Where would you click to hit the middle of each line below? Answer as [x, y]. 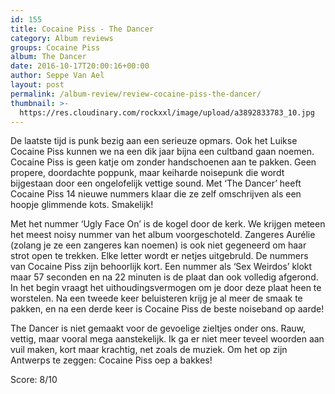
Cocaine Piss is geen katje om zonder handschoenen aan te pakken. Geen [163, 162]
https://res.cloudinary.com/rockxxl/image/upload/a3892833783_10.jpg [167, 112]
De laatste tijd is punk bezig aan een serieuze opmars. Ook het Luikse [154, 141]
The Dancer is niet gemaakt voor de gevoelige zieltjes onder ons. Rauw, [158, 328]
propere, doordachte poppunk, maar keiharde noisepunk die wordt [147, 173]
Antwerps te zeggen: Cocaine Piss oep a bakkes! [111, 360]
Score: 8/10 [34, 380]
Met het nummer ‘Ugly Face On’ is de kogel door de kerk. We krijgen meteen [168, 224]
